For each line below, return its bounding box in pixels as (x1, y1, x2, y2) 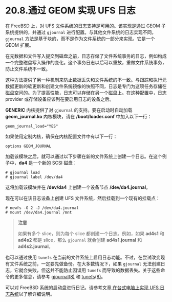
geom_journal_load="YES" (5, 123, 58, 129)
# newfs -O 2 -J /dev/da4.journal (5, 205, 79, 210)
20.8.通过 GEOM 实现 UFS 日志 (5, 5, 136, 16)
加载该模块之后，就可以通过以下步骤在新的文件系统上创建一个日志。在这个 (5, 153, 162, 159)
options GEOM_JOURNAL (5, 144, 52, 149)
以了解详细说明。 (18, 291, 55, 297)
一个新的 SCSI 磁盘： (33, 159, 78, 166)
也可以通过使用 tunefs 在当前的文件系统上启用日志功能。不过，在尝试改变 (5, 254, 161, 260)
